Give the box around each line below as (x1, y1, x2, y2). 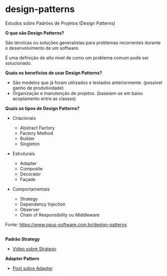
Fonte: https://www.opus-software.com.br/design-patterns (5, 221, 127, 227)
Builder (20, 135, 35, 141)
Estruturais (12, 150, 35, 156)
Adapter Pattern (5, 255, 40, 262)
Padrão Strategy (5, 236, 40, 242)
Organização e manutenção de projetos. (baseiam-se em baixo (12, 90, 143, 96)
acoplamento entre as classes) (12, 96, 76, 102)
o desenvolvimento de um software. (5, 45, 79, 51)
